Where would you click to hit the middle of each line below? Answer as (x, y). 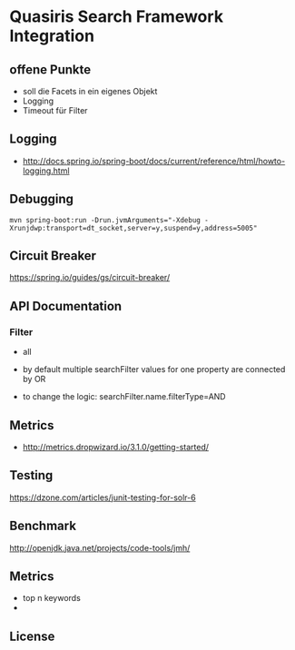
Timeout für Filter (55, 110)
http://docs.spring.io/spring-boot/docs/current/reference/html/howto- (154, 161)
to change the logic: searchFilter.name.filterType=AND (124, 397)
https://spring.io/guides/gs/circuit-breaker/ (90, 278)
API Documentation (66, 306)
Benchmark (43, 526)
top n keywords (52, 598)
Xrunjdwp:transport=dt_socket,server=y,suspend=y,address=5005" (133, 228)
